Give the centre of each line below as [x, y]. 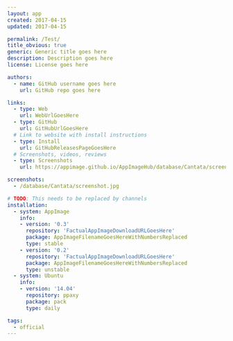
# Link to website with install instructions [80, 135]
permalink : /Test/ [34, 39]
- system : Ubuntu [38, 276]
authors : [20, 77]
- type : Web [31, 109]
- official [29, 327]
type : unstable [48, 270]
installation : [28, 205]
